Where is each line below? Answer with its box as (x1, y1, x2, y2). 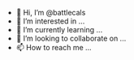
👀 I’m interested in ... (15, 16, 85, 26)
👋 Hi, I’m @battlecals (15, 8, 86, 17)
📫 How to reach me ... (15, 43, 92, 52)
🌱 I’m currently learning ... (15, 25, 103, 34)
